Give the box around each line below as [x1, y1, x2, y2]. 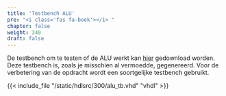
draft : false [7, 35, 45, 42]
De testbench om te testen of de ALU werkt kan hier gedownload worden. [7, 54, 216, 62]
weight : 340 [7, 29, 41, 36]
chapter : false [7, 22, 51, 29]
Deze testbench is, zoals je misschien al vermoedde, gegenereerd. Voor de [7, 61, 219, 69]
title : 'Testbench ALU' [7, 10, 75, 17]
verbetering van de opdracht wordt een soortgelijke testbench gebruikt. [7, 69, 210, 77]
